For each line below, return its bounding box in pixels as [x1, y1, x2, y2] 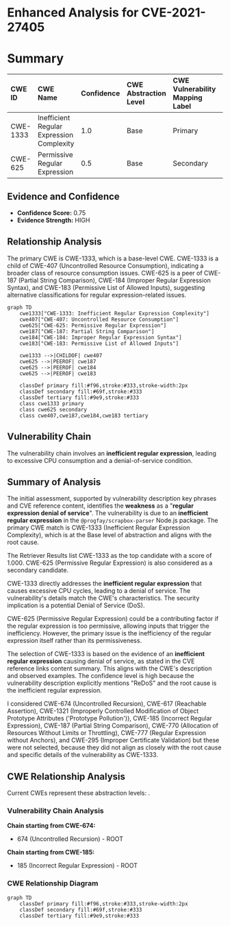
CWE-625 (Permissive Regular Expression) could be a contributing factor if [7, 615, 219, 623]
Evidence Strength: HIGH [16, 216, 90, 224]
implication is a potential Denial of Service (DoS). [7, 601, 145, 609]
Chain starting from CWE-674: [7, 822, 96, 830]
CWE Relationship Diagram [7, 879, 99, 888]
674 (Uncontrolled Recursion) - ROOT [16, 835, 123, 843]
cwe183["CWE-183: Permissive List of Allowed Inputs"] [19, 340, 179, 347]
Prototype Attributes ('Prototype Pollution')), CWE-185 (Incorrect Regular [7, 714, 212, 723]
